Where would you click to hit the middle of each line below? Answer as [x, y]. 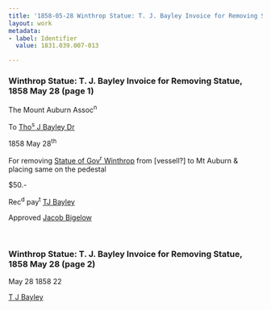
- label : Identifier [43, 38]
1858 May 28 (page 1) [51, 91]
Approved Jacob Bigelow [50, 217]
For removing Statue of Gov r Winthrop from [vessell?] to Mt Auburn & [123, 160]
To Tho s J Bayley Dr [42, 126]
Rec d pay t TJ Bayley [42, 201]
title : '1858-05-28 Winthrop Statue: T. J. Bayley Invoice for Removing [133, 16]
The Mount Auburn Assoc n [53, 110]
